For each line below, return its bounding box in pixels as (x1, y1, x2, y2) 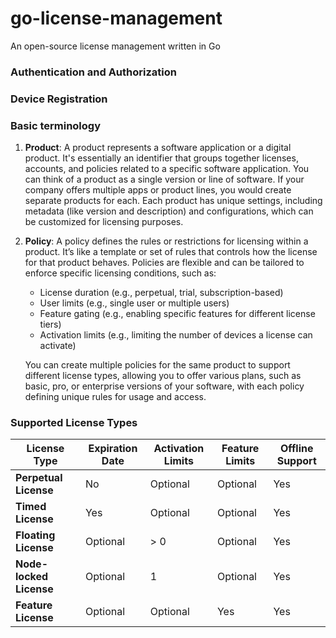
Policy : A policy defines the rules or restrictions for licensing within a (24, 235, 309, 247)
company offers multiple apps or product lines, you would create (24, 184, 292, 196)
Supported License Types (10, 416, 138, 429)
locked (15, 570, 49, 584)
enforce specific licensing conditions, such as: (24, 267, 217, 279)
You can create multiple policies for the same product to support (24, 359, 291, 371)
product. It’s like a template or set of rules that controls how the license (24, 246, 318, 258)
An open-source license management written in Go (10, 40, 221, 52)
